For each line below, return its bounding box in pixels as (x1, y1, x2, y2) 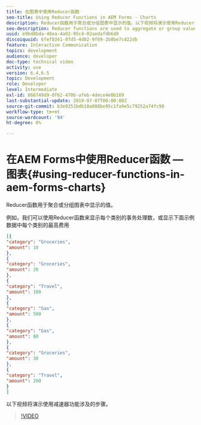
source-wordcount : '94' (6, 114, 66, 120)
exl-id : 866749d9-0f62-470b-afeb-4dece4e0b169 (6, 92, 124, 98)
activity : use (6, 64, 42, 71)
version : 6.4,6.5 (6, 70, 50, 76)
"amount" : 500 (6, 311, 42, 317)
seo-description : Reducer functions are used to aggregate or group (6, 25, 181, 32)
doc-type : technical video (6, 59, 74, 65)
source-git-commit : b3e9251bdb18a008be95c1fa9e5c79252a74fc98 (6, 103, 165, 109)
